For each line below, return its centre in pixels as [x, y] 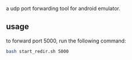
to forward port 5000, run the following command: [66, 41]
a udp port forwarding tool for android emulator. [63, 8]
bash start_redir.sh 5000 [37, 51]
